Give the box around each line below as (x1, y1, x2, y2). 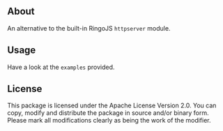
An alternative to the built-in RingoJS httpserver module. (7, 24, 171, 32)
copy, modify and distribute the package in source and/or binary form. (7, 109, 209, 117)
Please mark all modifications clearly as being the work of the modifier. (7, 116, 211, 125)
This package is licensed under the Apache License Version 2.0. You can (7, 101, 217, 110)
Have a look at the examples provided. (7, 63, 115, 71)
